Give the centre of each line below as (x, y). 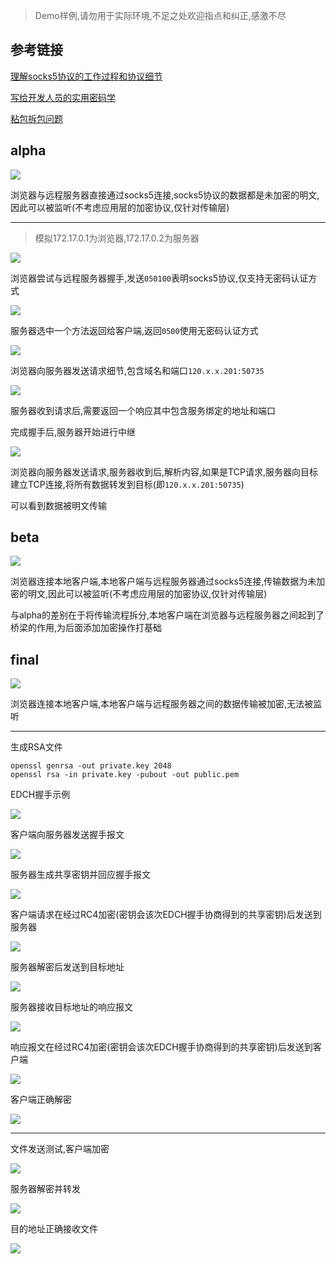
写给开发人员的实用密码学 (63, 97)
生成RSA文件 (36, 747)
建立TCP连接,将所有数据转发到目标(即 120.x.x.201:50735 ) (127, 484)
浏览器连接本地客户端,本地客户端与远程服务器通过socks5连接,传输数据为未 (163, 581)
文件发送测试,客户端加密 (60, 1149)
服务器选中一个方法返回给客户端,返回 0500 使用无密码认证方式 (134, 330)
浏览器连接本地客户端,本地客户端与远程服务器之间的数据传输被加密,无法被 (162, 704)
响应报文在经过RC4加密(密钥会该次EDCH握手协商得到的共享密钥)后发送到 (161, 1047)
